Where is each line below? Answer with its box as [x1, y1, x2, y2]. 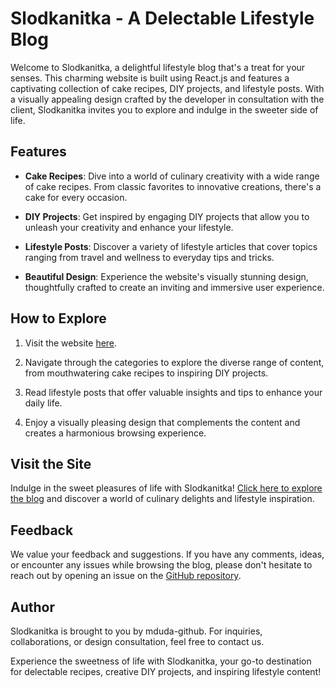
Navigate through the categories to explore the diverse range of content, [24, 356, 325, 368]
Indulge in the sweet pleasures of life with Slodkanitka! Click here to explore [10, 482, 323, 494]
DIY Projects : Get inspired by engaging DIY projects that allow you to [24, 210, 310, 222]
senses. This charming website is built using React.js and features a [10, 72, 290, 84]
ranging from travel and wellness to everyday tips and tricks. [24, 251, 275, 263]
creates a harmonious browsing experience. [24, 427, 207, 439]
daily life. [24, 397, 63, 409]
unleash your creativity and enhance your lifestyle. [24, 221, 234, 233]
